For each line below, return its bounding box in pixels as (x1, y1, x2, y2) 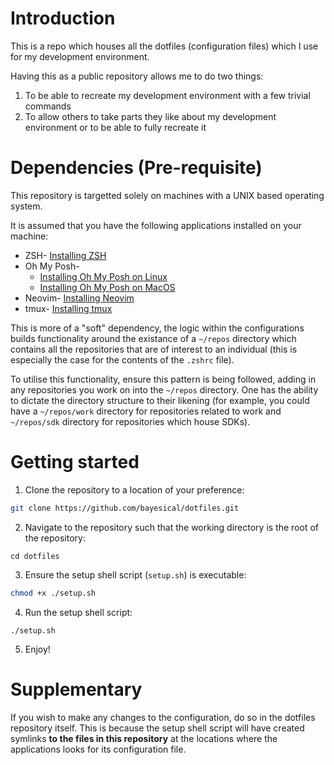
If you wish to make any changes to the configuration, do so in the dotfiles (10, 711, 316, 723)
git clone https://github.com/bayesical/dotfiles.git (10, 503, 240, 513)
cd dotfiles (10, 551, 60, 561)
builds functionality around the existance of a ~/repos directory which (10, 332, 297, 344)
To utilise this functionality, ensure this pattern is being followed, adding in (10, 373, 317, 385)
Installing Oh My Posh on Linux (39, 270, 168, 282)
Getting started (10, 451, 140, 474)
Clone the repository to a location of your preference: (24, 483, 245, 496)
